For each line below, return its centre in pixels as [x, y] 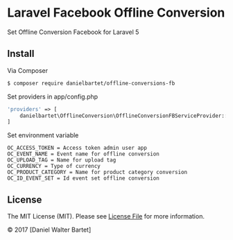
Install [21, 54]
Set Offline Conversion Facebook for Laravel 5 [73, 32]
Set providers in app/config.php [53, 96]
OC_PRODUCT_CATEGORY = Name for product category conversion [97, 172]
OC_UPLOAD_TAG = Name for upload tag [62, 160]
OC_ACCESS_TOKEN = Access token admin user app [77, 148]
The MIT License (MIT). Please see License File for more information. [106, 216]
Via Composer [28, 70]
